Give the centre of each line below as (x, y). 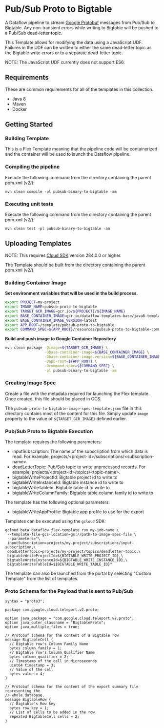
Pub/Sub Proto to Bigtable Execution (49, 431)
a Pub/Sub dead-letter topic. (34, 33)
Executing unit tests (29, 204)
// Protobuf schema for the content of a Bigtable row (62, 636)
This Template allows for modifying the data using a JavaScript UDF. (74, 42)
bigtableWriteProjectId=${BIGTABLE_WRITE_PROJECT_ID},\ (65, 556)
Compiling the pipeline (32, 167)
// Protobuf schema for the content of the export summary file (72, 687)
